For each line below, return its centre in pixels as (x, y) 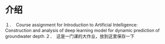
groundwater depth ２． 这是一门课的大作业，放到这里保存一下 (70, 36)
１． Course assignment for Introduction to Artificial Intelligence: (71, 25)
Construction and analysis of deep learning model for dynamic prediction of (82, 30)
